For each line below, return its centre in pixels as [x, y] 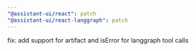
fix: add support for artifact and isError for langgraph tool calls [98, 40]
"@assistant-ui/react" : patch [52, 14]
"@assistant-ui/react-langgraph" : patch [68, 20]
